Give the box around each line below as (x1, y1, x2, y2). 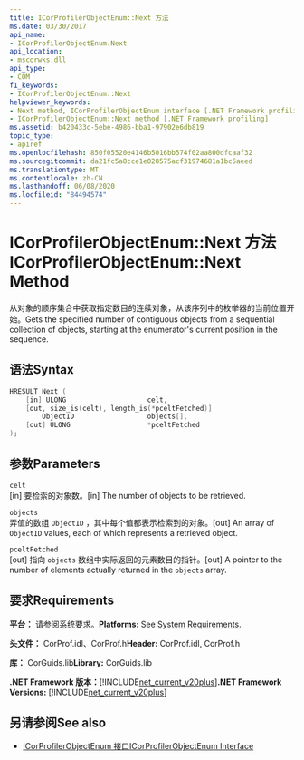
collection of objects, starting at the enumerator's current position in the (9, 324, 278, 335)
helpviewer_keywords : (9, 97, 91, 107)
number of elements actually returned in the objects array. (9, 564, 228, 575)
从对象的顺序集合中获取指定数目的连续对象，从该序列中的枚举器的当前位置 (9, 302, 287, 313)
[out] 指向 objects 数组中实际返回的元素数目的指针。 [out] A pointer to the (9, 554, 283, 565)
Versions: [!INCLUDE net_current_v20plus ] (9, 687, 167, 697)
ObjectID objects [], (42, 412, 188, 422)
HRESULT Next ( (9, 386, 67, 395)
